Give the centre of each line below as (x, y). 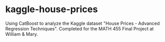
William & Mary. (22, 34)
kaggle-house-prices (52, 9)
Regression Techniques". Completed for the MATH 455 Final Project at (79, 28)
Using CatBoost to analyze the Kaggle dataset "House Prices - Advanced (82, 23)
